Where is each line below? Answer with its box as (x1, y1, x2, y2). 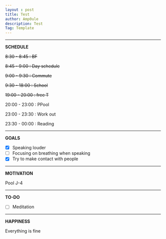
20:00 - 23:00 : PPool (5, 102, 49, 108)
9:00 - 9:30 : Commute (5, 73, 52, 79)
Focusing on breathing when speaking (12, 150, 90, 156)
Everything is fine (5, 228, 41, 234)
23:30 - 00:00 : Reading (5, 121, 54, 127)
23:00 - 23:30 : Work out (5, 111, 56, 117)
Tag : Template (5, 26, 35, 31)
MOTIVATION (5, 171, 33, 177)
